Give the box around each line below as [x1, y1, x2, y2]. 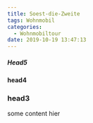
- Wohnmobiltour [13, 30, 61, 37]
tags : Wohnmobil [7, 17, 55, 24]
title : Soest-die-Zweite [7, 10, 80, 18]
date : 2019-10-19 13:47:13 [7, 37, 87, 44]
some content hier [7, 110, 61, 118]
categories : [7, 23, 42, 30]
